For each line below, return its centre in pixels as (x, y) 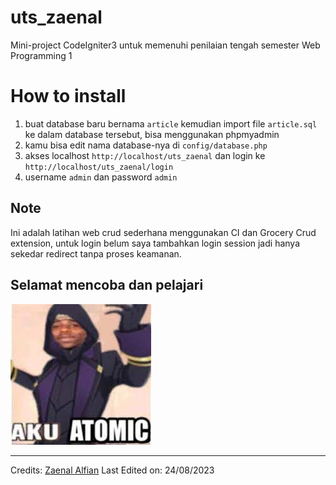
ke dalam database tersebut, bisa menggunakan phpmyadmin (152, 134)
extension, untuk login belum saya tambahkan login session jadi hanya (155, 243)
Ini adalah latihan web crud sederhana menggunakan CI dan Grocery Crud (163, 232)
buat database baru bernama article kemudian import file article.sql (171, 123)
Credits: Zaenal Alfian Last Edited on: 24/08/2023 (112, 470)
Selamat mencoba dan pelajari (107, 285)
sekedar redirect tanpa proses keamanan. (96, 253)
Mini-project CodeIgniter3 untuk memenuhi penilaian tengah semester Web (165, 45)
